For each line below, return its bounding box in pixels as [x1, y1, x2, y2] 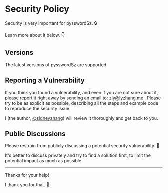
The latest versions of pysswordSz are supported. [5, 61, 108, 68]
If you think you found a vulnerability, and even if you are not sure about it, [5, 89, 158, 95]
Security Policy [5, 3, 70, 15]
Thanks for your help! [5, 172, 49, 178]
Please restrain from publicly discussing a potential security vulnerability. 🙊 [5, 143, 160, 149]
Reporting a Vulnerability [5, 76, 85, 85]
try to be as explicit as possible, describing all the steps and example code [5, 100, 159, 106]
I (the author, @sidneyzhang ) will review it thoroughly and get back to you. [5, 115, 158, 121]
